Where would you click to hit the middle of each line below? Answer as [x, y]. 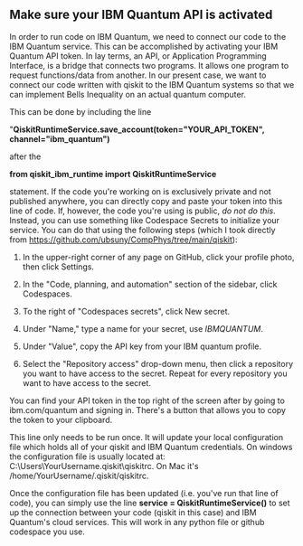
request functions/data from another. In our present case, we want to [138, 75]
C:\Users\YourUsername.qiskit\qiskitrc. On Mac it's [104, 466]
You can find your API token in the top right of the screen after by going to [147, 400]
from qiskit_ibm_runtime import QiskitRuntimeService [113, 174]
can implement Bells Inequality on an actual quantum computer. [128, 94]
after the [25, 156]
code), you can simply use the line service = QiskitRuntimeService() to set [150, 503]
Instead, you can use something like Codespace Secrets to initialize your [145, 220]
